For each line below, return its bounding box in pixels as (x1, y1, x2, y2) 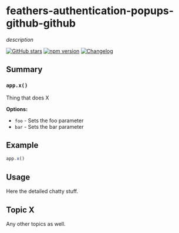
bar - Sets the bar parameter (14, 123, 84, 130)
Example (6, 140, 39, 151)
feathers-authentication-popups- (6, 4, 174, 18)
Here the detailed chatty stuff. (6, 188, 79, 195)
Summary (6, 65, 43, 75)
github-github (6, 16, 76, 30)
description (6, 36, 34, 43)
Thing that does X (6, 94, 49, 101)
